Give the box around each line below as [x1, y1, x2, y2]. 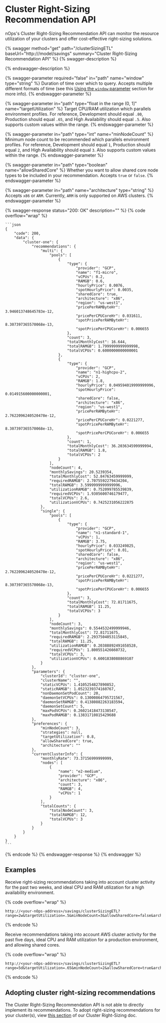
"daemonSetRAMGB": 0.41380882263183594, [40, 699, 125, 705]
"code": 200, [14, 231, 41, 236]
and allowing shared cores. [5, 942, 60, 948]
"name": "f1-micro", [76, 270, 119, 275]
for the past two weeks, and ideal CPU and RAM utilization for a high [5, 884, 145, 890]
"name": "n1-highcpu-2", [76, 369, 127, 375]
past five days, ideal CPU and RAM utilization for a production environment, [5, 936, 159, 943]
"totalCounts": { [40, 803, 77, 809]
